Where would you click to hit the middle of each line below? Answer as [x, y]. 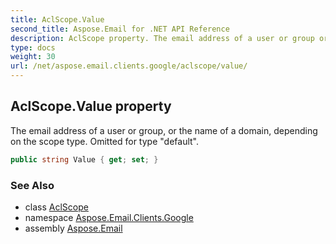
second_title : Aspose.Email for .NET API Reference [120, 29]
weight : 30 [33, 57]
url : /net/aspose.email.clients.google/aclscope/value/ [129, 66]
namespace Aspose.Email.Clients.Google [109, 217]
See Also [32, 185]
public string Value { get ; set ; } [84, 159]
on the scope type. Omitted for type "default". [104, 141]
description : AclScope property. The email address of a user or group [162, 38]
